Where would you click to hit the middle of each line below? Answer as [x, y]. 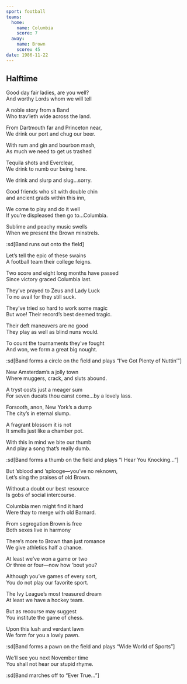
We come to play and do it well [43, 209]
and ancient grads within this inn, [46, 198]
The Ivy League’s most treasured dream [54, 594]
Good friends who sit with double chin [52, 192]
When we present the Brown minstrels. [53, 233]
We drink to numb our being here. [47, 169]
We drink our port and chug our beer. [51, 134]
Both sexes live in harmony [39, 530]
